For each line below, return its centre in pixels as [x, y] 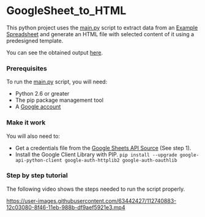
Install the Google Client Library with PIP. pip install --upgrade [96, 154]
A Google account [38, 107]
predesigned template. [35, 40]
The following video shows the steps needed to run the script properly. [96, 189]
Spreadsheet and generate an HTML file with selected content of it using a [100, 34]
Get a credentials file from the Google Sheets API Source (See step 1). [103, 148]
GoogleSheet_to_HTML [66, 11]
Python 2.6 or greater [42, 94]
